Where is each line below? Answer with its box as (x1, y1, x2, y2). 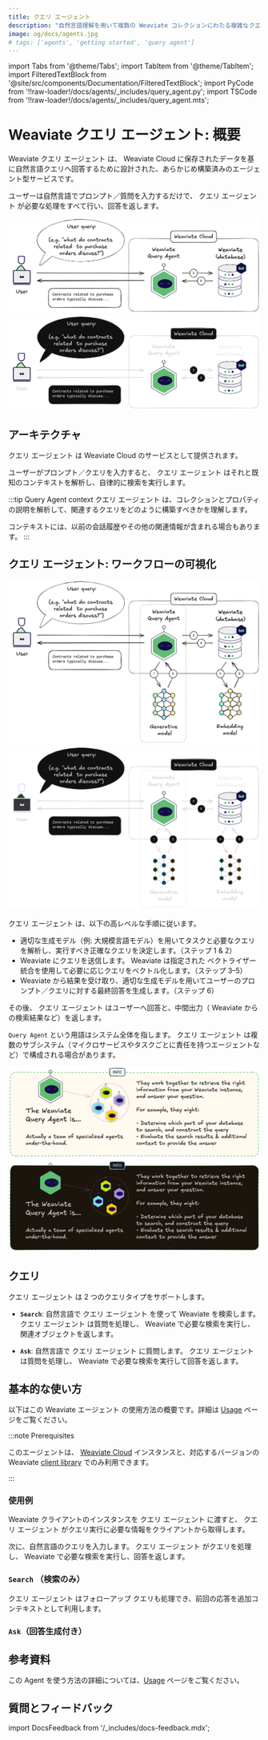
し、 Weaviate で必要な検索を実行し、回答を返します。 (8, 1552, 190, 1561)
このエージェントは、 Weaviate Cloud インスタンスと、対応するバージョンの (8, 1447, 260, 1457)
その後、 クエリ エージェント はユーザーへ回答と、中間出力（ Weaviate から (8, 1003, 258, 1013)
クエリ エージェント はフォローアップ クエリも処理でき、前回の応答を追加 (8, 1593, 252, 1603)
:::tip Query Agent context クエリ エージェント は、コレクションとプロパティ (8, 494, 260, 504)
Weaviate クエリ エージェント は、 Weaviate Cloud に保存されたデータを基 (8, 154, 254, 164)
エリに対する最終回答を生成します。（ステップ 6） (54, 986, 218, 996)
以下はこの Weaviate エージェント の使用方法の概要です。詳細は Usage (8, 1405, 242, 1414)
